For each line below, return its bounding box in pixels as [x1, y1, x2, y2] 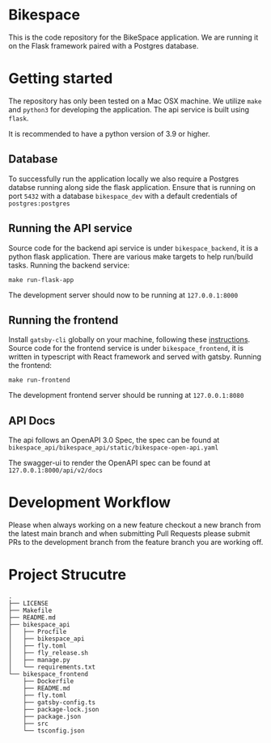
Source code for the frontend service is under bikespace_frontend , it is [8, 344, 244, 353]
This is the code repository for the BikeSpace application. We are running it [8, 32, 259, 42]
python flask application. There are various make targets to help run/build [8, 251, 253, 261]
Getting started [8, 70, 113, 88]
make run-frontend [8, 376, 70, 385]
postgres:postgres [8, 200, 70, 208]
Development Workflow [8, 493, 171, 512]
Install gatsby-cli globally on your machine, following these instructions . [8, 335, 251, 344]
